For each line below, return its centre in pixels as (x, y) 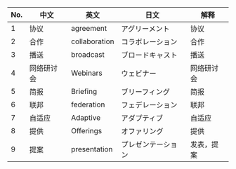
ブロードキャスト (149, 55)
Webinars (87, 73)
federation (88, 104)
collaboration (93, 41)
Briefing (84, 92)
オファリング (142, 131)
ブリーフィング (145, 92)
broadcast (88, 54)
